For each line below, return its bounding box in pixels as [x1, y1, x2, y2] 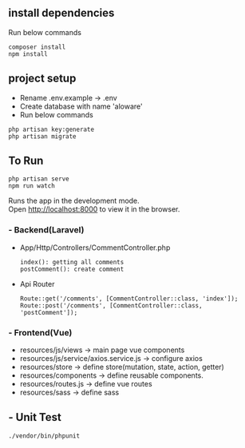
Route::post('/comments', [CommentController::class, [19, 301, 203, 310]
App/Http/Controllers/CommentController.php [19, 243, 171, 252]
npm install [8, 50, 48, 58]
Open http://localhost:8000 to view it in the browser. [8, 204, 180, 214]
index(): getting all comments [19, 258, 124, 266]
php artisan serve [8, 175, 69, 183]
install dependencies [8, 6, 115, 20]
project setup [8, 72, 77, 85]
